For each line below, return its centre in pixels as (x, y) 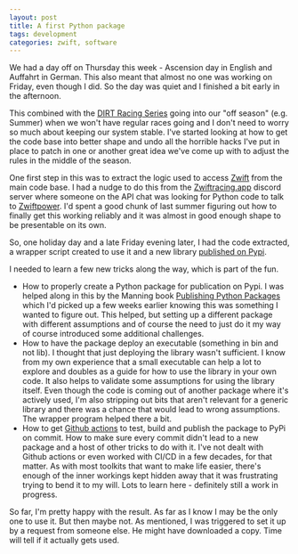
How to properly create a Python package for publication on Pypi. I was (153, 287)
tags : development (43, 34)
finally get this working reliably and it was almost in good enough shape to (145, 216)
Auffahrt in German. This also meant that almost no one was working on (141, 77)
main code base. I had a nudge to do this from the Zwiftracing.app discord (145, 187)
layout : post (33, 17)
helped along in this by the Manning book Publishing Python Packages (151, 296)
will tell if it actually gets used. (64, 541)
